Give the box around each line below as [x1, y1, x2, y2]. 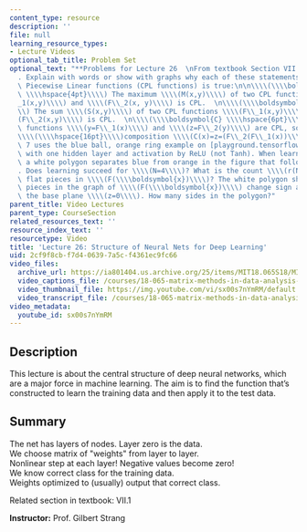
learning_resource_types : [9, 38, 108, 48]
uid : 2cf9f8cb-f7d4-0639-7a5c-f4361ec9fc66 [9, 251, 178, 260]
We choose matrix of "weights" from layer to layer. [9, 448, 199, 459]
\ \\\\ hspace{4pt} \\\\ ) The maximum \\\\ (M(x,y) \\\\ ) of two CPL [17, 89, 272, 99]
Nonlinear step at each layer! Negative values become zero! [9, 457, 235, 468]
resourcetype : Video [9, 234, 89, 243]
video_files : [9, 259, 59, 269]
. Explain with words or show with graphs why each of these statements [17, 73, 301, 82]
